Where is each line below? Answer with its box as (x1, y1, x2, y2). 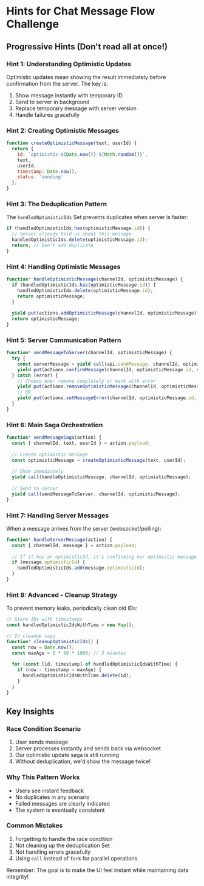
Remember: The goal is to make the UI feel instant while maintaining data (6, 866, 189, 874)
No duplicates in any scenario (15, 793, 90, 801)
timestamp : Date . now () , (17, 169, 78, 175)
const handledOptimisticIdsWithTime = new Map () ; (6, 622, 135, 628)
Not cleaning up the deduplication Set (15, 842, 110, 849)
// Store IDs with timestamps (6, 616, 83, 623)
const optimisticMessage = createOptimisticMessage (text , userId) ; (12, 457, 186, 463)
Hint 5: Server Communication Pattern (6, 336, 121, 344)
